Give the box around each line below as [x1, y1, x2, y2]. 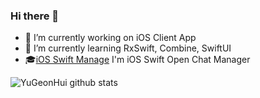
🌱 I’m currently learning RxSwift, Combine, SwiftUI [24, 42, 232, 54]
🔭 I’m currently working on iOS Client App [24, 32, 197, 44]
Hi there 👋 [10, 9, 60, 23]
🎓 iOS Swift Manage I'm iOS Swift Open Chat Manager [24, 54, 251, 66]
